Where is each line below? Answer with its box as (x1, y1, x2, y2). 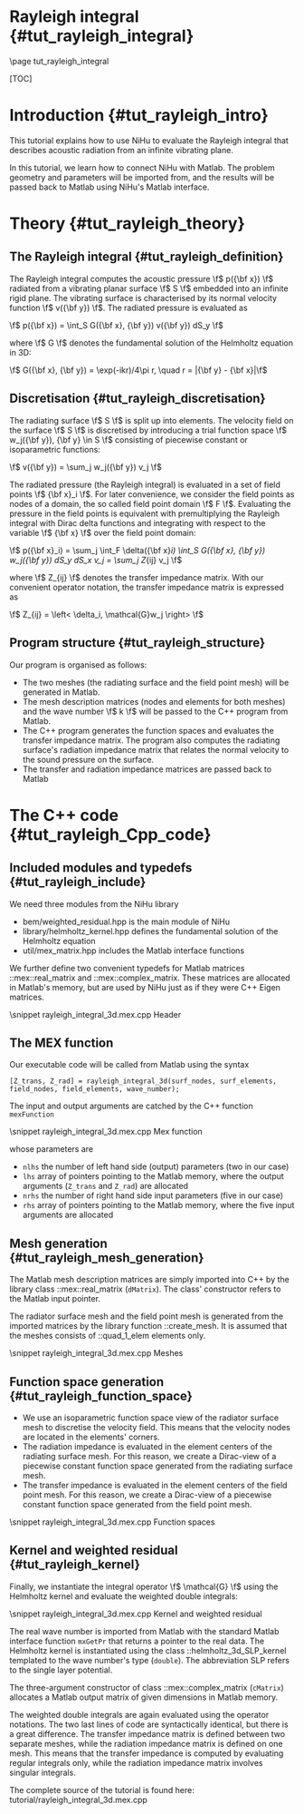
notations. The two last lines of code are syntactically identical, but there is (9, 1719, 289, 1730)
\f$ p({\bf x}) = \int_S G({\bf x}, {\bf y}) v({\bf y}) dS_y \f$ (9, 319, 223, 330)
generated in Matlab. (22, 687, 100, 697)
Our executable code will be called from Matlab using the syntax (9, 1059, 250, 1070)
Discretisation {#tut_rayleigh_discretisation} (9, 391, 266, 406)
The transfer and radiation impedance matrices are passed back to (22, 764, 272, 775)
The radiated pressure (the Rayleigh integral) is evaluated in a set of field (9, 479, 280, 490)
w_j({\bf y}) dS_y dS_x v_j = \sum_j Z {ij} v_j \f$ (9, 554, 183, 565)
